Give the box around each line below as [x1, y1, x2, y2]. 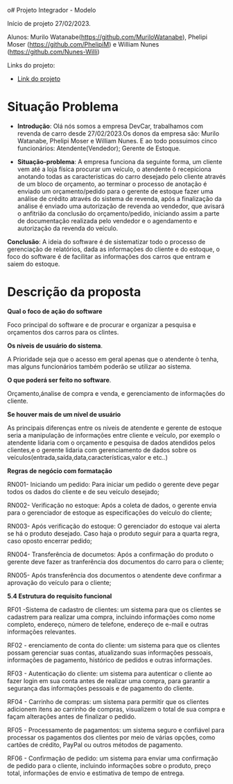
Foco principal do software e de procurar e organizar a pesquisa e [7, 320, 196, 329]
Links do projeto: [7, 61, 55, 69]
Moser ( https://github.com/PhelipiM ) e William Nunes [7, 40, 159, 48]
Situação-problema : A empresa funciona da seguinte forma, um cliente [17, 157, 223, 166]
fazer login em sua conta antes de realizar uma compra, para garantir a [7, 676, 210, 685]
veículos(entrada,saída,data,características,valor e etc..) [7, 453, 169, 461]
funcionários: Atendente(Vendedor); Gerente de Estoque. [17, 144, 181, 152]
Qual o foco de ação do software [7, 307, 103, 315]
